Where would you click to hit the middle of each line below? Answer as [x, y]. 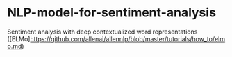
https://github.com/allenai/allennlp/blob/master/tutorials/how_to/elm [128, 38]
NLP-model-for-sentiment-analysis [112, 13]
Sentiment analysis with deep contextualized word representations [102, 32]
